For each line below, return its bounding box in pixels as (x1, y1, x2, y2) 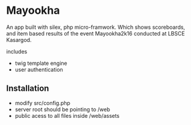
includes (6, 47, 28, 55)
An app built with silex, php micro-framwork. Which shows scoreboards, (6, 23, 185, 31)
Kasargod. (6, 36, 32, 43)
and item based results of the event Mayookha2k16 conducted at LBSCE (6, 29, 185, 37)
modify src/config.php (14, 99, 71, 106)
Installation (6, 84, 49, 94)
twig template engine (14, 59, 68, 67)
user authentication (14, 66, 63, 73)
